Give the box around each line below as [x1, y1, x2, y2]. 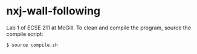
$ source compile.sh [6, 42, 59, 48]
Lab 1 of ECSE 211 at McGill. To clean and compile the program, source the [6, 24, 192, 31]
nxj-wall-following [6, 4, 101, 18]
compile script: [6, 30, 44, 37]
